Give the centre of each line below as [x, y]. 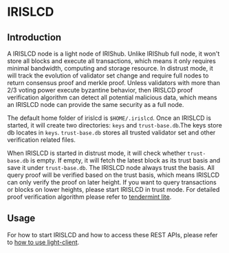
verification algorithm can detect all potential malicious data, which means [112, 97]
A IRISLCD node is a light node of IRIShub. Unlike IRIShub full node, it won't [113, 53]
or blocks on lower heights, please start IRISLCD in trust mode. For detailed [113, 190]
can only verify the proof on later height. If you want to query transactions [112, 182]
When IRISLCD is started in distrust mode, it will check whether [97, 153]
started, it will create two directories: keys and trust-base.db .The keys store [115, 125]
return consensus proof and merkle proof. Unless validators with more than [113, 83]
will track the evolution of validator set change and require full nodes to [108, 75]
